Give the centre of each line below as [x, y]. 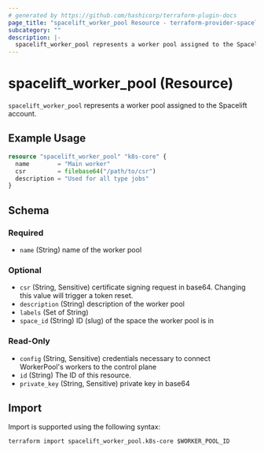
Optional [25, 270]
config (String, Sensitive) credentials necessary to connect [115, 358]
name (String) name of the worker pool [81, 249]
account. [22, 114]
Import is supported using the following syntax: [84, 427]
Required [26, 233]
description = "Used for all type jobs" [82, 179]
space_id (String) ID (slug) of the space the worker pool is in [117, 321]
